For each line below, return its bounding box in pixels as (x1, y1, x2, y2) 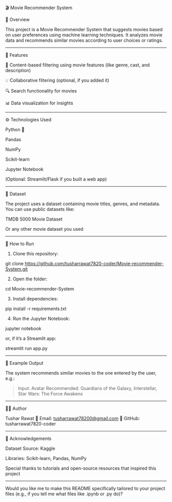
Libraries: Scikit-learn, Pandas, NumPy (5, 455, 87, 461)
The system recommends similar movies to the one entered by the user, (5, 370, 157, 376)
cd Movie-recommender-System (5, 286, 74, 292)
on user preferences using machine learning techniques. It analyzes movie (5, 32, 163, 38)
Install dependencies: (12, 296, 58, 301)
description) (5, 68, 31, 73)
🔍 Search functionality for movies (5, 88, 77, 94)
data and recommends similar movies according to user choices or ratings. (5, 37, 163, 43)
